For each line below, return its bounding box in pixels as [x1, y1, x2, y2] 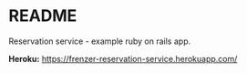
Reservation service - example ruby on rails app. [8, 36, 191, 47]
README [8, 5, 77, 26]
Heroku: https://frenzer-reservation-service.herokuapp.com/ [8, 53, 238, 64]
